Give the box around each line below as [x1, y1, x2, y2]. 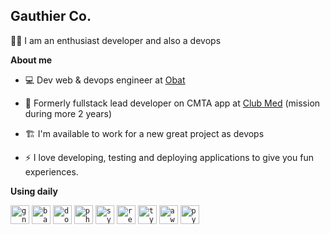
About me [10, 54, 53, 66]
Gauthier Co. [10, 8, 92, 25]
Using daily [10, 185, 58, 197]
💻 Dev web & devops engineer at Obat [24, 74, 186, 86]
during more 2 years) [24, 107, 113, 119]
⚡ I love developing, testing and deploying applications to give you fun [24, 151, 314, 163]
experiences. [24, 165, 79, 178]
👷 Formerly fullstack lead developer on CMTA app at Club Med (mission [24, 97, 321, 109]
